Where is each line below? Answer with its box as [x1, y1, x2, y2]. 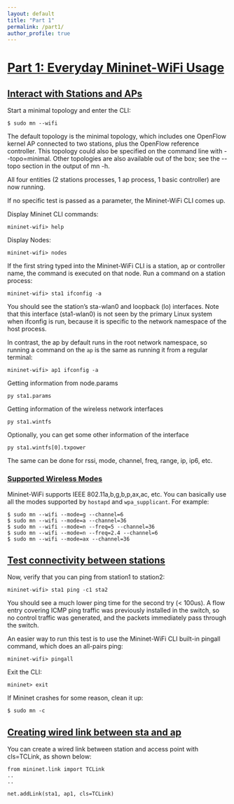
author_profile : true [7, 29, 71, 37]
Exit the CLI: [7, 668, 42, 677]
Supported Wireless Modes [7, 474, 103, 484]
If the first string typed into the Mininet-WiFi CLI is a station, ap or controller [7, 262, 226, 270]
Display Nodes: [7, 236, 51, 244]
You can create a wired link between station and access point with [7, 745, 198, 754]
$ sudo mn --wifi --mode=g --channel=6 [7, 511, 124, 518]
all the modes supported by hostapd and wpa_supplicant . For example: [7, 497, 209, 506]
